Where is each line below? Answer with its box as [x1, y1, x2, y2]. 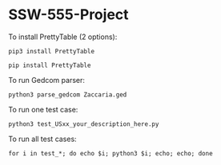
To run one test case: [8, 104, 78, 114]
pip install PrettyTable [8, 61, 91, 69]
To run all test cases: [8, 134, 78, 143]
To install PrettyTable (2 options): [8, 32, 118, 41]
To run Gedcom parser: [8, 75, 86, 84]
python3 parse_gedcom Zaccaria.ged [8, 90, 127, 99]
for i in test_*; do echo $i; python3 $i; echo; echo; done [8, 149, 214, 157]
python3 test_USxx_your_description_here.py [8, 120, 159, 128]
